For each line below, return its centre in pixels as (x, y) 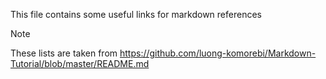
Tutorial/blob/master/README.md (80, 63)
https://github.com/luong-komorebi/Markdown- (218, 53)
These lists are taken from (64, 53)
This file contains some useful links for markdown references (136, 14)
